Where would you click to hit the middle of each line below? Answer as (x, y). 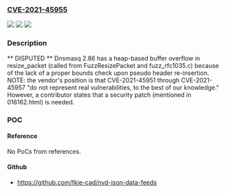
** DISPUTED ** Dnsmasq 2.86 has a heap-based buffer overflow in (104, 58)
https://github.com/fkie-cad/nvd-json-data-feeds (87, 182)
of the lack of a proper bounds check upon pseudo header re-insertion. (108, 73)
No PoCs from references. (44, 151)
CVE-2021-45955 (37, 10)
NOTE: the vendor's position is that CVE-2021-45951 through (93, 80)
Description (27, 43)
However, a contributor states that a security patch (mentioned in (99, 95)
